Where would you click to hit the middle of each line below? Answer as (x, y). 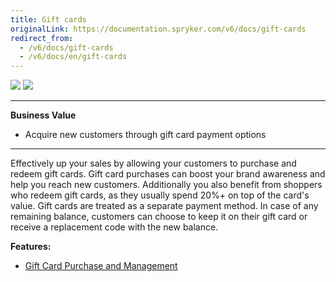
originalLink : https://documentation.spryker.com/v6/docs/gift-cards (158, 29)
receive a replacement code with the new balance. (114, 227)
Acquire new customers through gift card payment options (145, 135)
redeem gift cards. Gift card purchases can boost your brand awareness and (168, 174)
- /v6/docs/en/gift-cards (73, 57)
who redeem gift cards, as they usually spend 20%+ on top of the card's (160, 195)
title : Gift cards (48, 19)
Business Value (43, 115)
